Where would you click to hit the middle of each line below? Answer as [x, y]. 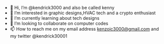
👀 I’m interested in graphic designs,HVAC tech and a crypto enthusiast [83, 13]
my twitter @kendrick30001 [38, 36]
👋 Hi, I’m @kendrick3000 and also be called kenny [62, 8]
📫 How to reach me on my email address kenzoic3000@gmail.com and [85, 29]
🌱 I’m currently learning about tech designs [55, 18]
